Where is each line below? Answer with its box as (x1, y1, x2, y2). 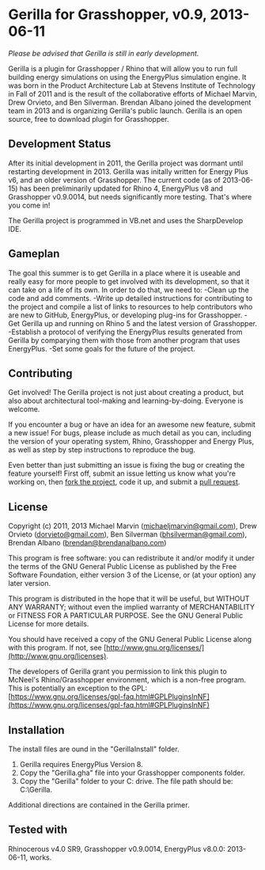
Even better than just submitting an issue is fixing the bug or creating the (8, 461, 245, 470)
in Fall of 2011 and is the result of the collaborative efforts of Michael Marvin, (8, 89, 257, 98)
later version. (8, 579, 51, 588)
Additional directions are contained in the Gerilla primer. (8, 800, 190, 809)
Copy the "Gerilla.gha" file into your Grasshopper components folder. (19, 768, 245, 777)
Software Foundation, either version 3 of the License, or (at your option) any (8, 570, 256, 579)
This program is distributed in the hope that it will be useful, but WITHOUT (8, 594, 250, 603)
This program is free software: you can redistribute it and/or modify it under (8, 553, 255, 563)
